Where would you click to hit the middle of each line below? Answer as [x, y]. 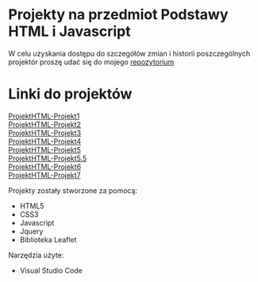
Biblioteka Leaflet [48, 239]
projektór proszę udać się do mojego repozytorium [91, 62]
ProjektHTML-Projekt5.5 [48, 158]
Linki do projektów [70, 94]
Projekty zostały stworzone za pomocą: [73, 190]
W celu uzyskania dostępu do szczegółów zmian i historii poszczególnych [129, 53]
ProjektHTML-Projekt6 [45, 166]
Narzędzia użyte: [36, 255]
